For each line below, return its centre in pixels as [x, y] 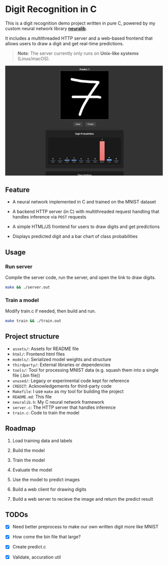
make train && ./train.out [33, 321]
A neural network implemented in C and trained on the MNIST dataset [84, 202]
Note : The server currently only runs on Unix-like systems [78, 53]
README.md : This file [32, 397]
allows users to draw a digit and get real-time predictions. [64, 43]
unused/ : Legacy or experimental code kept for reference [71, 381]
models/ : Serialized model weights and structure [62, 359]
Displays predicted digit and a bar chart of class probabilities [75, 237]
